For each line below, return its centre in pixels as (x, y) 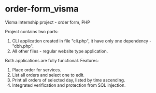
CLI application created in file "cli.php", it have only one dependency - (82, 41)
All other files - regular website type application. (60, 51)
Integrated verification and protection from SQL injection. (69, 85)
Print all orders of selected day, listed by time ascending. (69, 80)
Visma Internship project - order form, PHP (48, 22)
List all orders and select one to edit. (48, 75)
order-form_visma (42, 9)
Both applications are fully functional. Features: (52, 60)
